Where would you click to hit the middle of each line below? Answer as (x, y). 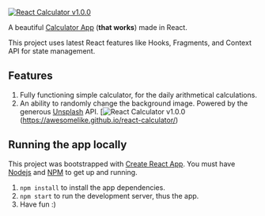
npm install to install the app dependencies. (93, 187)
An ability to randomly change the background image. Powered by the (134, 103)
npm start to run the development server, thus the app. (109, 196)
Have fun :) (38, 204)
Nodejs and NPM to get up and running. (73, 172)
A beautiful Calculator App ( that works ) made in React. (98, 27)
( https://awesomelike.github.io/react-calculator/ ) (99, 120)
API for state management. (52, 51)
